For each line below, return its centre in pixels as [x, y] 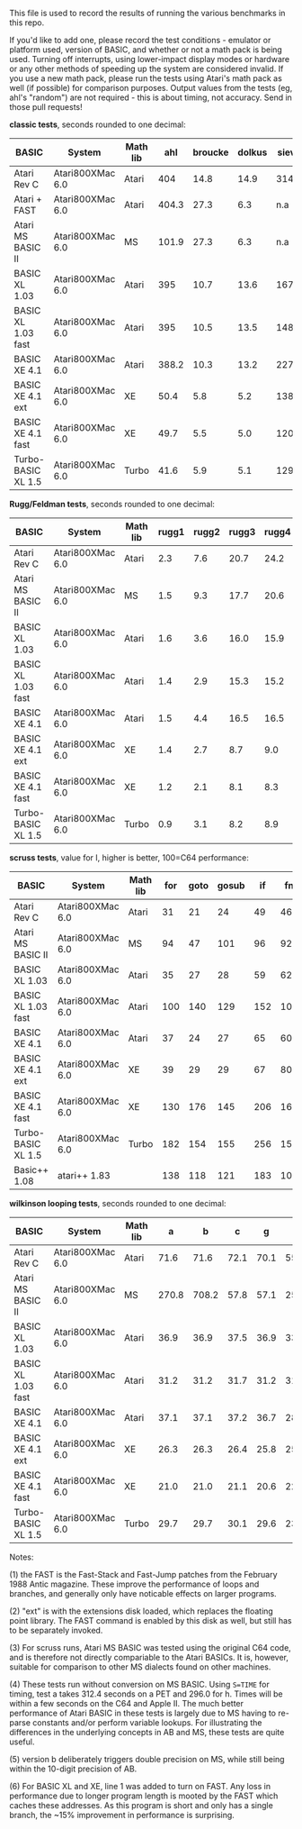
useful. [22, 1742]
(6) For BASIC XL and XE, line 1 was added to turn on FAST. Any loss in [140, 1786]
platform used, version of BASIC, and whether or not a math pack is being [146, 50]
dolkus [253, 152]
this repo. [27, 23]
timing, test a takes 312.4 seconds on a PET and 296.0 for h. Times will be [146, 1694]
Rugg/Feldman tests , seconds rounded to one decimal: [112, 504]
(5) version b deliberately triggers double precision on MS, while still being [147, 1759]
